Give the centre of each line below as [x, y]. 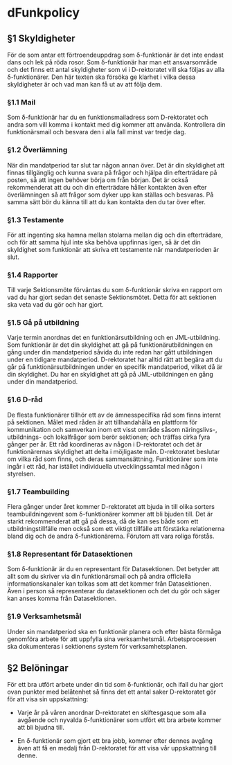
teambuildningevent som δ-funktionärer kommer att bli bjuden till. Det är [110, 514]
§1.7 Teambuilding [38, 492]
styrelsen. [21, 474]
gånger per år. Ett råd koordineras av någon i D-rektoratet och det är [105, 444]
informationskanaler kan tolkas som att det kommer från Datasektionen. [109, 584]
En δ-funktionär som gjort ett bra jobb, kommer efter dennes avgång [115, 741]
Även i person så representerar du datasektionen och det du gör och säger [114, 591]
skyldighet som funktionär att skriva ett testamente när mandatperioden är [113, 249]
